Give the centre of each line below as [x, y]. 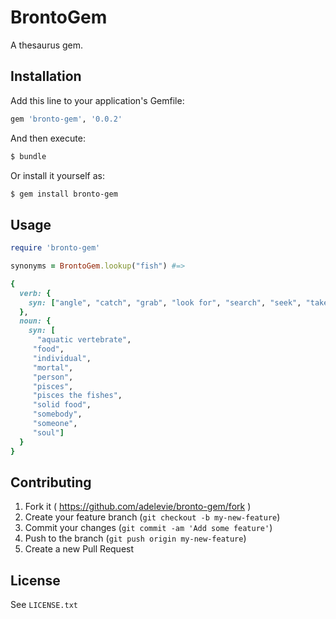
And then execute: [48, 138]
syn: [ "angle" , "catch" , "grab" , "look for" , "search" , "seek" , [165, 302]
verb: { [35, 293]
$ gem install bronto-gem [64, 194]
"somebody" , [57, 414]
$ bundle [28, 156]
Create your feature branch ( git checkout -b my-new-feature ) [152, 517]
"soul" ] [48, 432]
